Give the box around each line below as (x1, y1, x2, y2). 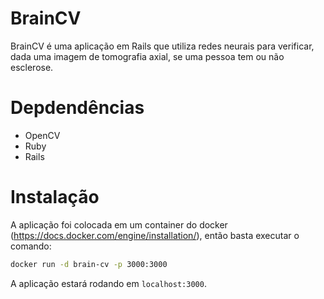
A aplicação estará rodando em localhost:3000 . (10, 277, 207, 289)
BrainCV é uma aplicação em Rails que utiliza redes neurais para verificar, (10, 40, 315, 52)
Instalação (10, 186, 100, 209)
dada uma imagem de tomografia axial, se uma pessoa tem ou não (10, 50, 285, 62)
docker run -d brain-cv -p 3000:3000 (10, 259, 168, 269)
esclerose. (10, 61, 54, 73)
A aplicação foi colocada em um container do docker (10, 218, 228, 231)
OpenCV (24, 129, 61, 141)
